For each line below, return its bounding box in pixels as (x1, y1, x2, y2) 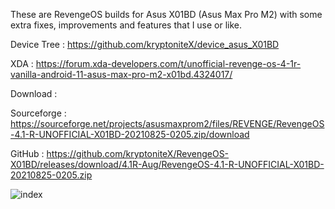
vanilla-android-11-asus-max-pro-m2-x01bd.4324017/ (10, 69, 233, 80)
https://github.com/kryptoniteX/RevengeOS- (46, 148, 230, 159)
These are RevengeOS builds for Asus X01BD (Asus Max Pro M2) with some (10, 9, 323, 20)
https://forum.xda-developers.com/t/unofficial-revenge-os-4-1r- (35, 58, 302, 69)
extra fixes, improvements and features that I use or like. (10, 19, 243, 31)
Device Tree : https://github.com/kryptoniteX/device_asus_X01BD (10, 39, 280, 50)
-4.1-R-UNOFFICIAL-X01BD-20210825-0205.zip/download (10, 129, 250, 140)
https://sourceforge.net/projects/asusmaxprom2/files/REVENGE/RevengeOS (10, 118, 325, 129)
